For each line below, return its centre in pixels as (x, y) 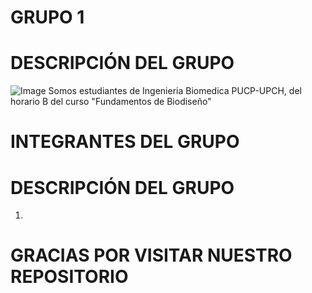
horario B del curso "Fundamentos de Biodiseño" (111, 102)
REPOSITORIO (69, 277)
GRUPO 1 (47, 17)
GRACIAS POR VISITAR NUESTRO (151, 255)
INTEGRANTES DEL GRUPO (125, 142)
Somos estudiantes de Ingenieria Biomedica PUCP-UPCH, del (175, 91)
